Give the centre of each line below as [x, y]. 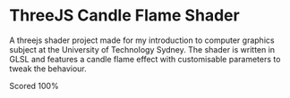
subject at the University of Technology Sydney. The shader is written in [142, 49]
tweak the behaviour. [48, 69]
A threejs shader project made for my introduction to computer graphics [142, 40]
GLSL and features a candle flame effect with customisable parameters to [145, 59]
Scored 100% [34, 86]
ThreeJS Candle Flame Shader [124, 16]
